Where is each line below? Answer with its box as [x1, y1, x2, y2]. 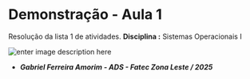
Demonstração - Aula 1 [8, 6, 162, 24]
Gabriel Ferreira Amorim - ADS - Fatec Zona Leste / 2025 [19, 62, 213, 72]
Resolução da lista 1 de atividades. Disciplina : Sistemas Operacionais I [8, 32, 242, 41]
